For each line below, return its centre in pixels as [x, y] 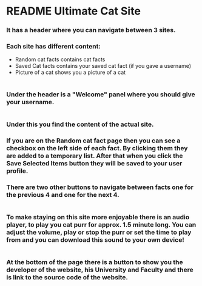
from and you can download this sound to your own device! [96, 239]
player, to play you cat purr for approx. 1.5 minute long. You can [101, 224]
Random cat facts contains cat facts [60, 59]
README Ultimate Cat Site [74, 11]
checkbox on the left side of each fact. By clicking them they [97, 148]
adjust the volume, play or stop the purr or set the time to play [99, 232]
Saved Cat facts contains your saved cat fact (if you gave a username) [103, 66]
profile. [17, 171]
